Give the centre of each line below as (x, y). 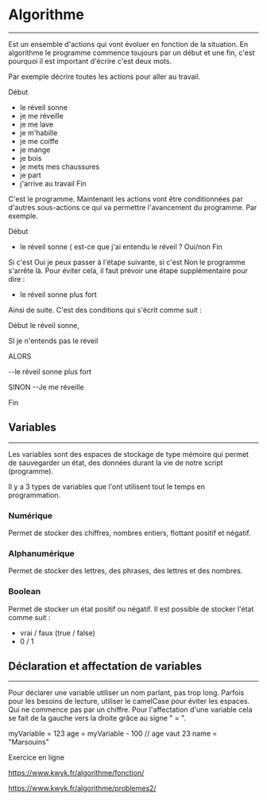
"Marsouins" (29, 742)
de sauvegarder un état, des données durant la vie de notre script (116, 463)
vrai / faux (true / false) (57, 633)
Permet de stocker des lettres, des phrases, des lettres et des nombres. (126, 571)
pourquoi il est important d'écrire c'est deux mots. (90, 61)
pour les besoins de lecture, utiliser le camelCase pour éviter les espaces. (129, 701)
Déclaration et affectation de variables (105, 666)
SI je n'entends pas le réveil (53, 341)
